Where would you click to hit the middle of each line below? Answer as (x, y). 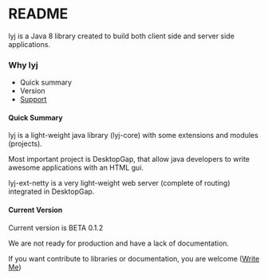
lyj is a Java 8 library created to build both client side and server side (122, 36)
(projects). (25, 143)
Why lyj (23, 65)
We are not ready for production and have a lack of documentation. (119, 243)
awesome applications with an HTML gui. (76, 167)
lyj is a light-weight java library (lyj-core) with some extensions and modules (134, 136)
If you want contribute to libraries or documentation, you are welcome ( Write (134, 258)
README (38, 14)
